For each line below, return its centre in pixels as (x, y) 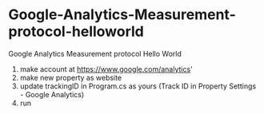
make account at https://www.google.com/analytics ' (106, 69)
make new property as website (71, 77)
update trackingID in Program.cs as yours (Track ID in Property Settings (138, 86)
